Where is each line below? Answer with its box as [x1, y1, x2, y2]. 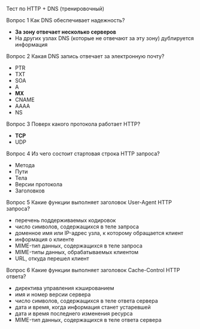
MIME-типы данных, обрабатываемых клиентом [14, 249, 139, 255]
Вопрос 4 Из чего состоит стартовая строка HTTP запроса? [6, 150, 160, 157]
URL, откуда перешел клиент [14, 255, 90, 262]
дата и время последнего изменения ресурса [14, 310, 133, 317]
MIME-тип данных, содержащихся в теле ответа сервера [14, 316, 162, 323]
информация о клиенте [14, 236, 74, 243]
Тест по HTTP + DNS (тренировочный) [6, 5, 105, 12]
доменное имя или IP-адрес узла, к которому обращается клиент [14, 230, 184, 236]
